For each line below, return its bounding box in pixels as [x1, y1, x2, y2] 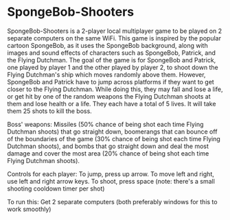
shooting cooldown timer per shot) [7, 184, 105, 193]
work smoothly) [7, 205, 51, 213]
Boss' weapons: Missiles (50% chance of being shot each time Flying [7, 120, 204, 128]
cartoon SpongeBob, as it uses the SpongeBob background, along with [7, 41, 208, 49]
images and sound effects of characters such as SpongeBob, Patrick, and [7, 49, 216, 57]
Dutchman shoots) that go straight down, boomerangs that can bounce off [7, 127, 218, 136]
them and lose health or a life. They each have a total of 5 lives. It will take [7, 99, 216, 108]
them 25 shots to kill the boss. [7, 107, 93, 115]
